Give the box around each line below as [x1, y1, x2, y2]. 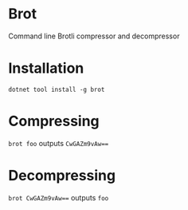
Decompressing [8, 167, 116, 184]
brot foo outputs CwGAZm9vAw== [8, 138, 109, 148]
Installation [8, 59, 84, 77]
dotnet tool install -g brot [8, 85, 105, 93]
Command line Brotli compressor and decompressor [8, 31, 180, 41]
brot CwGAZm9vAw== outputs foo [8, 192, 109, 202]
